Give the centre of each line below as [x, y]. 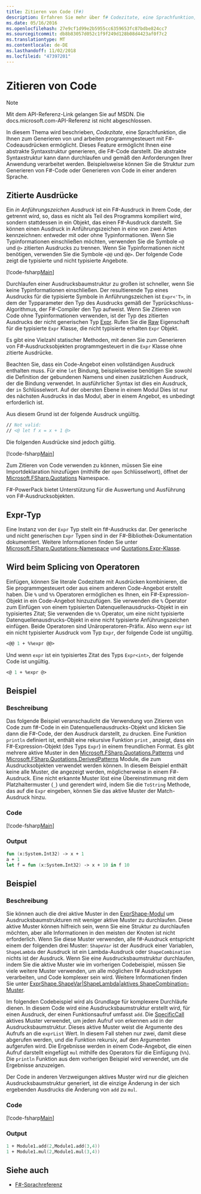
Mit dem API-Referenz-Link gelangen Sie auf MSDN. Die [75, 114]
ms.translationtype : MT [36, 40]
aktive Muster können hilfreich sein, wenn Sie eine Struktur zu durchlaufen [98, 926]
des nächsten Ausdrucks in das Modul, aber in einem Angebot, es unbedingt [100, 396]
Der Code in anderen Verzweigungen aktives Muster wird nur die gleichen [97, 1077]
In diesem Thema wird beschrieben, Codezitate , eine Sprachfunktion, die [96, 132]
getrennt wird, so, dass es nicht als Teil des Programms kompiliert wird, [94, 216]
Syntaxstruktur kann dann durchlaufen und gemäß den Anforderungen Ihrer [99, 157]
